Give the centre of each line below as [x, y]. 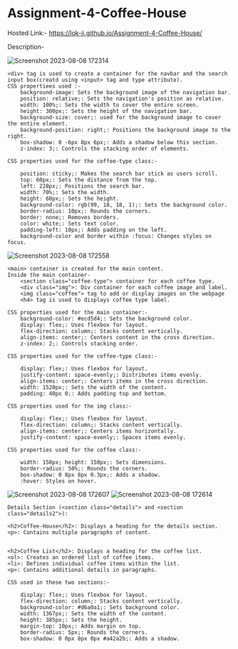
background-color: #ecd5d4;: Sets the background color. [107, 318]
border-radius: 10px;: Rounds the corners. [86, 211]
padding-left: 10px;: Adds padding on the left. [94, 230]
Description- [26, 46]
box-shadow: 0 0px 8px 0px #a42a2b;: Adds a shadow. [100, 638]
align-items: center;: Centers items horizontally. [98, 431]
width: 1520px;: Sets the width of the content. [94, 387]
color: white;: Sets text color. [70, 223]
